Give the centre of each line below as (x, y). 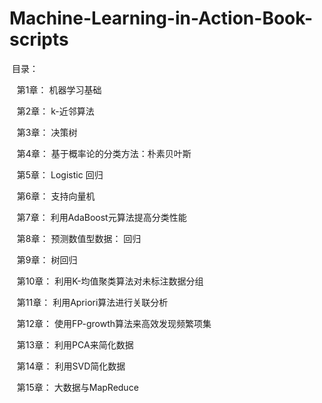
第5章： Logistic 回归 (60, 174)
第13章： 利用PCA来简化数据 (75, 344)
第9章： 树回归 (47, 259)
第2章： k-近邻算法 (55, 111)
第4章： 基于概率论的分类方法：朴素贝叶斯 (104, 153)
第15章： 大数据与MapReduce (77, 387)
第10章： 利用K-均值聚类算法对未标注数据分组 (110, 281)
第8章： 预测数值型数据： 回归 (79, 238)
